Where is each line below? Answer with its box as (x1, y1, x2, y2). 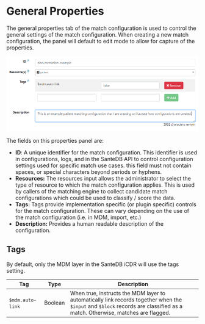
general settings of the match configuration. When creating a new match (6, 31, 189, 38)
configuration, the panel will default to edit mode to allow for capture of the (6, 37, 195, 45)
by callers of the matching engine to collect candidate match (15, 187, 168, 195)
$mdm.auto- (9, 297, 37, 303)
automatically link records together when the (70, 296, 182, 303)
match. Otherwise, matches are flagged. (70, 309, 171, 316)
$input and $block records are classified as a (70, 302, 183, 309)
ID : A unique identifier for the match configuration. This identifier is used (15, 148, 198, 156)
